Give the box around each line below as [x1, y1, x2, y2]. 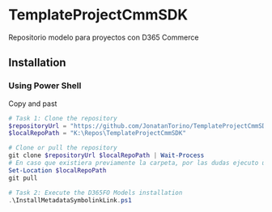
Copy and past [8, 99, 57, 108]
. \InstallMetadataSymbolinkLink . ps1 [8, 196, 132, 204]
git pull [8, 174, 38, 182]
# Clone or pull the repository [8, 144, 117, 152]
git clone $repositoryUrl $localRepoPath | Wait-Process [8, 151, 205, 159]
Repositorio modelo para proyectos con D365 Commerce [8, 32, 199, 42]
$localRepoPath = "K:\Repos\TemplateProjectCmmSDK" [8, 129, 186, 138]
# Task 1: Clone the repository [8, 114, 117, 122]
